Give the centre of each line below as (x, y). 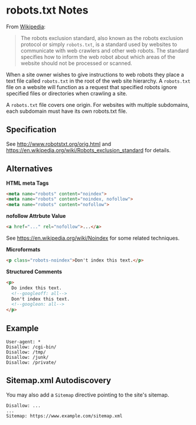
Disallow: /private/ (32, 362)
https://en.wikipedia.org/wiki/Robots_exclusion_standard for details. (89, 150)
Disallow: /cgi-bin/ (32, 347)
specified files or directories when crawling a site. (67, 93)
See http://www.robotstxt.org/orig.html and (59, 144)
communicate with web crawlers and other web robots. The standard (104, 50)
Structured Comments (34, 272)
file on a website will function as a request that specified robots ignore (92, 87)
